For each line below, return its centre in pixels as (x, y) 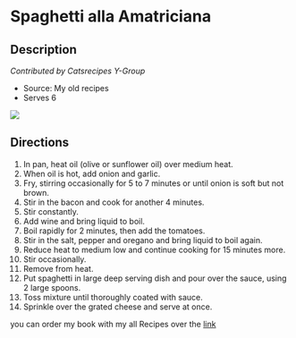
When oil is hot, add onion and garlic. (92, 173)
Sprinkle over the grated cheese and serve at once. (118, 307)
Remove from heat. (58, 268)
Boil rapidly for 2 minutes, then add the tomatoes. (114, 231)
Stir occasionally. (55, 259)
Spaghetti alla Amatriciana (111, 17)
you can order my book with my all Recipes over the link (113, 324)
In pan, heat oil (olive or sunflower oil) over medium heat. (128, 164)
